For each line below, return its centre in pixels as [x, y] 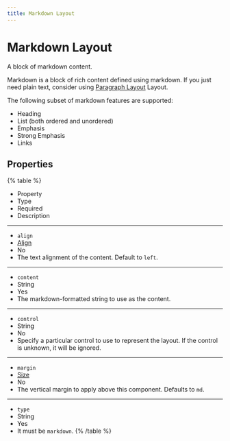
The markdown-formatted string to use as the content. [94, 299]
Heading [29, 113]
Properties [30, 164]
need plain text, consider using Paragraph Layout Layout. [88, 87]
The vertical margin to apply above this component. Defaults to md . [111, 390]
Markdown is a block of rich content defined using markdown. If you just [110, 80]
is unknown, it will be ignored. [59, 348]
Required [30, 208]
